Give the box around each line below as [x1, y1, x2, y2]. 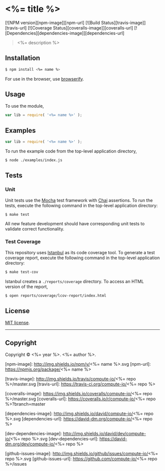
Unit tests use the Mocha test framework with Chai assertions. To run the [5, 197, 153, 203]
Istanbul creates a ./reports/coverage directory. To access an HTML [5, 278, 144, 284]
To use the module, [5, 103, 44, 109]
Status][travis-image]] [101, 20, 146, 26]
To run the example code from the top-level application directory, [5, 148, 137, 154]
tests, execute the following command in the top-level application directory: [5, 203, 158, 208]
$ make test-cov [5, 269, 38, 274]
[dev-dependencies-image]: [5, 431, 62, 437]
